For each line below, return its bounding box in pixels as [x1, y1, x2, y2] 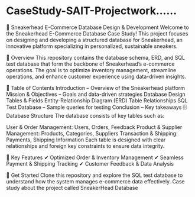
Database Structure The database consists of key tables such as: [6, 112, 165, 119]
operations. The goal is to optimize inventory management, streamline [6, 66, 177, 73]
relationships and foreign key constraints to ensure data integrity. [6, 142, 165, 149]
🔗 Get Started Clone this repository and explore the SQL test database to [6, 172, 183, 179]
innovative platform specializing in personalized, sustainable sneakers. [6, 43, 178, 50]
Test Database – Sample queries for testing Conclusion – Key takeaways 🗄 [6, 104, 187, 111]
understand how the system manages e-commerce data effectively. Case [6, 177, 185, 185]
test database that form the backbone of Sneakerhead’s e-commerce [6, 60, 175, 67]
